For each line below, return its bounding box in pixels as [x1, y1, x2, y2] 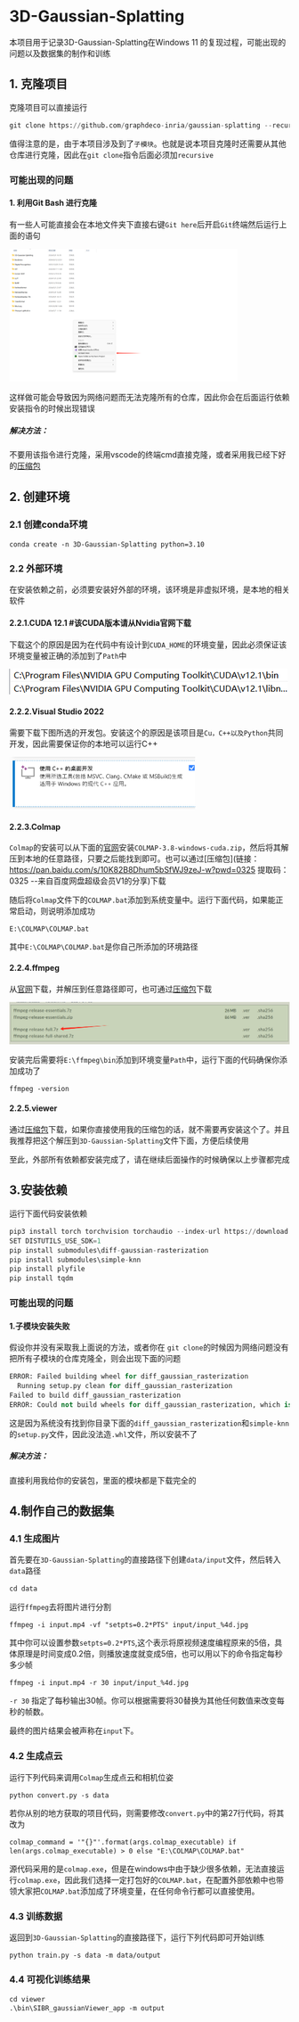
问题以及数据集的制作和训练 [9, 47, 111, 59]
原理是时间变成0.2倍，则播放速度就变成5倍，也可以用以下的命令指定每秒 [16, 1648, 283, 1659]
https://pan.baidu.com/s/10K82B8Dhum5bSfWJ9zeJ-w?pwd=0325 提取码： [9, 865, 289, 875]
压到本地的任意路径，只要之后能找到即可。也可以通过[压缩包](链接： [9, 853, 260, 864]
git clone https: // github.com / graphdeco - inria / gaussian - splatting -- [9, 120, 273, 130]
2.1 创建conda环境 [9, 518, 88, 530]
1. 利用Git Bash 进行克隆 [9, 198, 98, 209]
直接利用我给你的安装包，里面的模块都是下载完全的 [9, 1475, 197, 1485]
